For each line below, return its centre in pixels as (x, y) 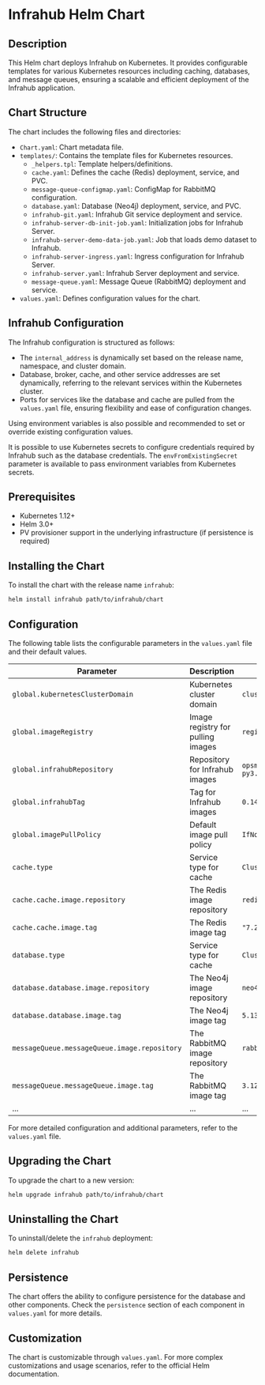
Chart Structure (48, 113)
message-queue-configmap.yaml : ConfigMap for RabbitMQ (123, 189)
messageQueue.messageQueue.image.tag (83, 1085)
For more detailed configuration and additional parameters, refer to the (123, 1127)
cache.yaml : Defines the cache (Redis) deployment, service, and (135, 172)
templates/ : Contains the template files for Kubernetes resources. (126, 155)
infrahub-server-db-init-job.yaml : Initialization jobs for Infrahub (137, 222)
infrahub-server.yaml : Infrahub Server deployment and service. (135, 273)
